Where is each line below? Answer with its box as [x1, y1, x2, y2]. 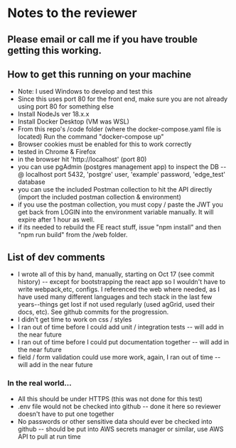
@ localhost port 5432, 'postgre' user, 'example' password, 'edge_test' [17, 170, 226, 179]
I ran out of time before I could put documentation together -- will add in [17, 338, 230, 346]
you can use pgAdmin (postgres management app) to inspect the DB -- [17, 163, 227, 171]
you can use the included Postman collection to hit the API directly [17, 185, 213, 194]
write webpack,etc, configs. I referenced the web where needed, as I [17, 285, 220, 294]
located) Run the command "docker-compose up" [17, 133, 165, 141]
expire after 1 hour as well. [17, 215, 95, 224]
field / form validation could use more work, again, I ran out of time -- [17, 353, 221, 361]
